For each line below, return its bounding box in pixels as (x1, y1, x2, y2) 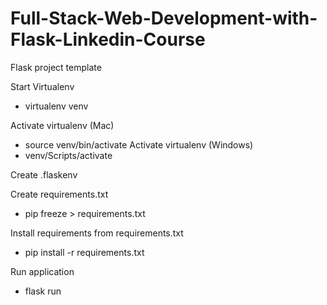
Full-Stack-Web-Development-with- (10, 7, 318, 30)
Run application (10, 265, 75, 277)
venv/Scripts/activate (24, 149, 113, 161)
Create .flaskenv (10, 168, 78, 181)
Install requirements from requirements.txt (10, 227, 184, 239)
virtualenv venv (24, 100, 89, 112)
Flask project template (10, 61, 102, 73)
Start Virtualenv (10, 80, 75, 92)
